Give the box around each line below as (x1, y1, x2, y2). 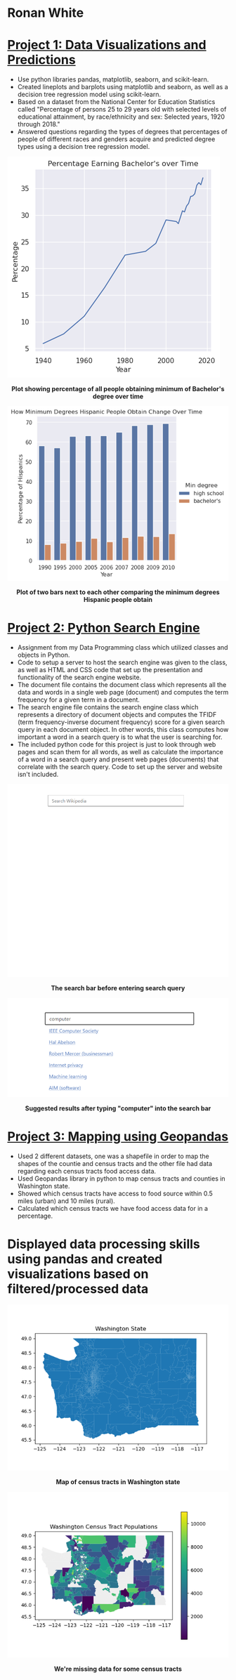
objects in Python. (17, 651, 70, 659)
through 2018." (17, 120, 60, 129)
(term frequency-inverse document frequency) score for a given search (17, 718, 225, 726)
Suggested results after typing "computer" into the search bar (25, 1104, 211, 1113)
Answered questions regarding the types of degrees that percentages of (17, 128, 228, 136)
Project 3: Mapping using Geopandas (7, 1129, 229, 1145)
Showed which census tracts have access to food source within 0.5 (17, 1189, 213, 1197)
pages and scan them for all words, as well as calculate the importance (17, 748, 223, 756)
